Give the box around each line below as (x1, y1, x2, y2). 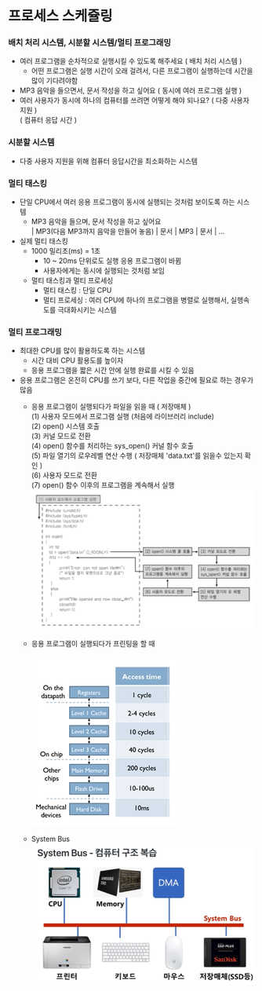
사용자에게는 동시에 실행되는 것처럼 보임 (42, 266, 165, 276)
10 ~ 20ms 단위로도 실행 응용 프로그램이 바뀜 (42, 256, 182, 265)
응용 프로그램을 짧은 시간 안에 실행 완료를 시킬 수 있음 (31, 366, 195, 375)
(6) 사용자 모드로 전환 (31, 470, 98, 480)
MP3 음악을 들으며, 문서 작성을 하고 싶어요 (31, 217, 162, 226)
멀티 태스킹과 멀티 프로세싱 (31, 276, 114, 285)
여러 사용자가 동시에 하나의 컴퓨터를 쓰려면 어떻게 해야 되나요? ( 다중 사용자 (19, 96, 249, 105)
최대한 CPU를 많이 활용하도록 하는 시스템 (19, 346, 146, 356)
